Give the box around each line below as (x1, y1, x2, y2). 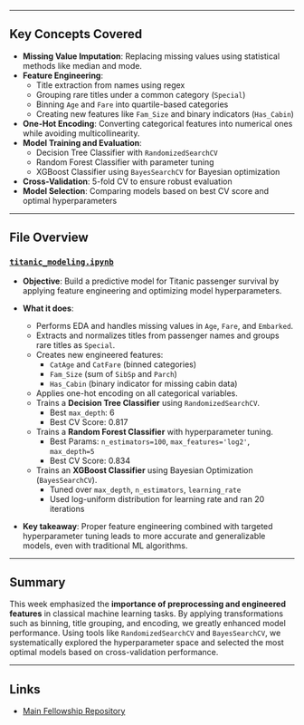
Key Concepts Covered (9, 26, 143, 42)
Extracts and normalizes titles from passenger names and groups (35, 330, 280, 341)
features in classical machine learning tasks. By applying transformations (9, 608, 283, 619)
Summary (9, 575, 66, 590)
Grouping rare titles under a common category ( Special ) (35, 89, 246, 100)
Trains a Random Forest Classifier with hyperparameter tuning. (35, 426, 274, 437)
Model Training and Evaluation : (22, 137, 142, 148)
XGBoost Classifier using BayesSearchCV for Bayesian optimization (35, 166, 280, 177)
